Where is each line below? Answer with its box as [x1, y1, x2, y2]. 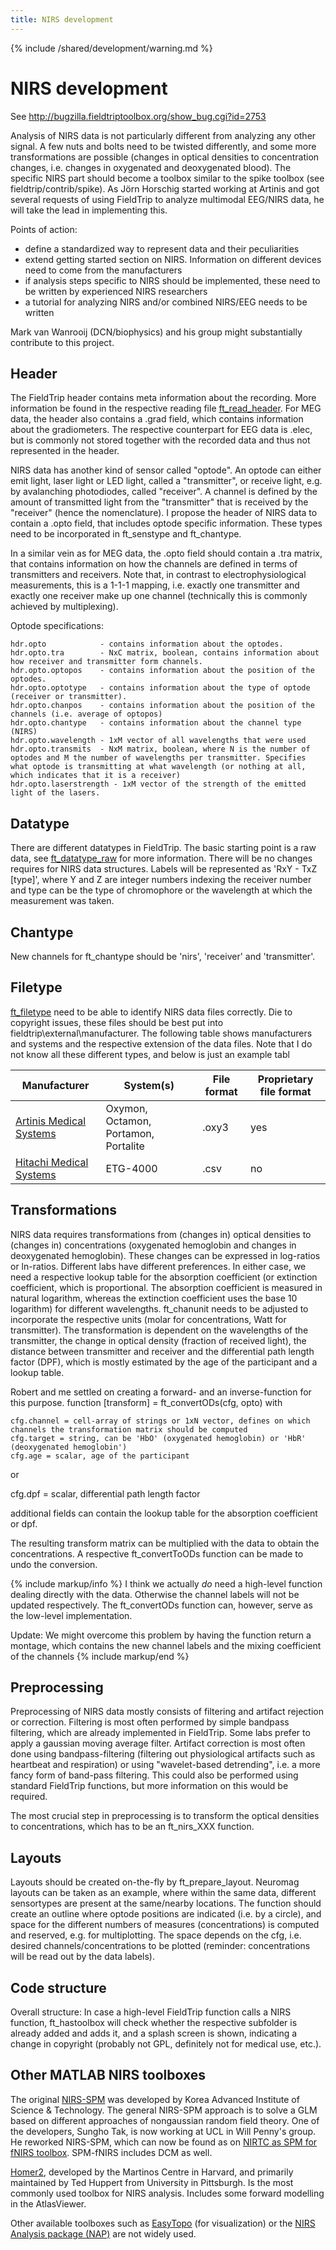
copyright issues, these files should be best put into [10, 1016, 224, 1028]
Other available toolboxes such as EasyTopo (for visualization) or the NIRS [10, 2217, 316, 2229]
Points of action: [10, 223, 78, 235]
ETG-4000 [105, 1161, 158, 1175]
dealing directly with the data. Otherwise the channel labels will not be [10, 1588, 300, 1600]
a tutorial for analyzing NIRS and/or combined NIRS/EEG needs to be [24, 296, 308, 308]
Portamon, [105, 1126, 155, 1140]
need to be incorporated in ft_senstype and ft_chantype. [10, 528, 242, 540]
